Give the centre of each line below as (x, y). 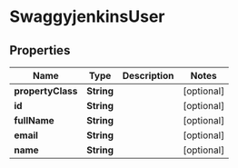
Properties (40, 50)
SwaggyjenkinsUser (87, 17)
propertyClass (46, 91)
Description (148, 76)
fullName (34, 120)
